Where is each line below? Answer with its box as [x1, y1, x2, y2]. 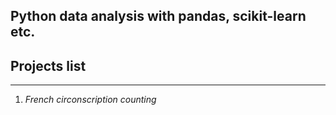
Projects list [10, 57, 87, 74]
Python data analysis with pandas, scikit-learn [10, 8, 307, 25]
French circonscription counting [24, 94, 157, 106]
